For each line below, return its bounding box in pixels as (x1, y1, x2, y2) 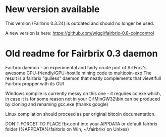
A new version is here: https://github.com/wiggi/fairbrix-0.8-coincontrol (5, 30, 154, 36)
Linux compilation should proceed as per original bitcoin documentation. (5, 111, 156, 117)
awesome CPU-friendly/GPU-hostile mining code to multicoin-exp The (5, 70, 152, 76)
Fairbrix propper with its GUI (5, 80, 64, 86)
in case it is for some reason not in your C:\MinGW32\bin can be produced (5, 96, 160, 102)
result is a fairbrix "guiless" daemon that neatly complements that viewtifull (5, 75, 161, 81)
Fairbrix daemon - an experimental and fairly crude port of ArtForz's (5, 64, 147, 70)
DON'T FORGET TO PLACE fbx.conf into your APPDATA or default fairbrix (5, 120, 158, 127)
